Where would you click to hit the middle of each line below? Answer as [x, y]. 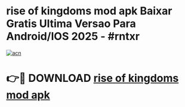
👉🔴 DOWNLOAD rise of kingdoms [92, 78]
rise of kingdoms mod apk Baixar [89, 11]
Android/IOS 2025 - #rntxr [73, 36]
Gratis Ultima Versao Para [71, 24]
